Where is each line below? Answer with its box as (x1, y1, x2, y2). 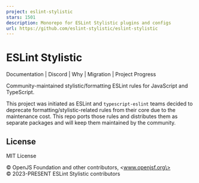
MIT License (6, 153, 37, 159)
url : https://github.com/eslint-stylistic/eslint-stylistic (6, 25, 159, 32)
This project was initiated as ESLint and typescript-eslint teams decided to (6, 100, 193, 107)
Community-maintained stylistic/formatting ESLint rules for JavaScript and (6, 82, 188, 89)
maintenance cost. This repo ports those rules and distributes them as (6, 113, 178, 120)
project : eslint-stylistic (6, 8, 73, 15)
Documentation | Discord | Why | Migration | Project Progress (6, 71, 156, 78)
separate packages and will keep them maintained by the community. (6, 119, 176, 126)
